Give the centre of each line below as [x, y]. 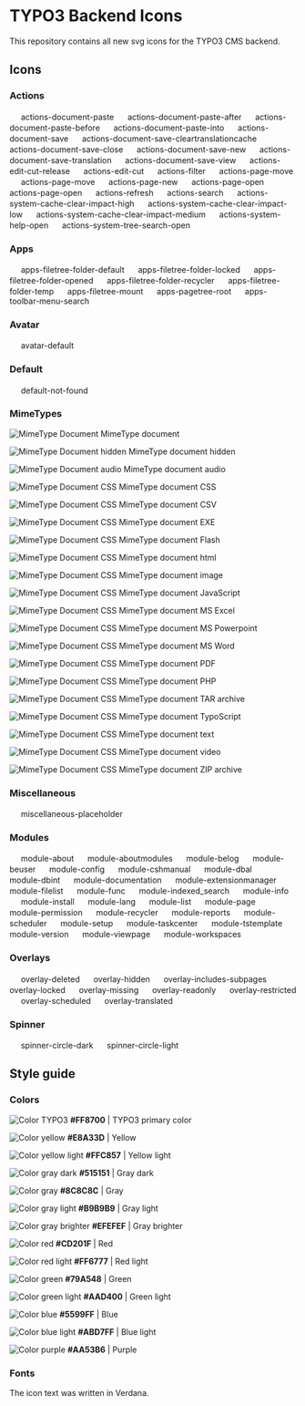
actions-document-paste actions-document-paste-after [131, 117]
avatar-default [47, 346]
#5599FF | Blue [88, 1314]
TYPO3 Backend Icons [96, 16]
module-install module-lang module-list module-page [138, 902]
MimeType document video [170, 751]
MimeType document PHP [168, 681]
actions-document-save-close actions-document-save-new [128, 149]
